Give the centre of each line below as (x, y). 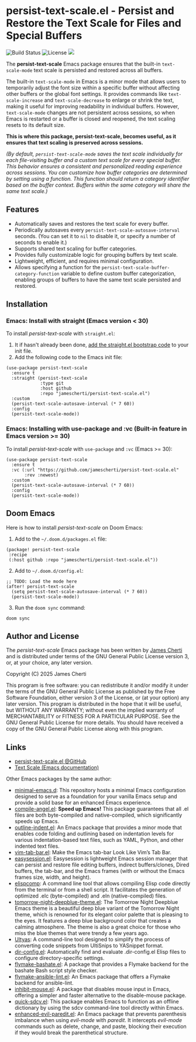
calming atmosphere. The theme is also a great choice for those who (97, 927)
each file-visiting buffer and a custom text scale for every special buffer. (94, 160)
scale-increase (25, 101)
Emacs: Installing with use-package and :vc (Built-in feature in (97, 429)
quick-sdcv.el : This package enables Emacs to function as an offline (97, 1002)
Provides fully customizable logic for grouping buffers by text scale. (96, 255)
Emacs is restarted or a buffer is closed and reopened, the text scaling (91, 119)
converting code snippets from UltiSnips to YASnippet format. (89, 945)
